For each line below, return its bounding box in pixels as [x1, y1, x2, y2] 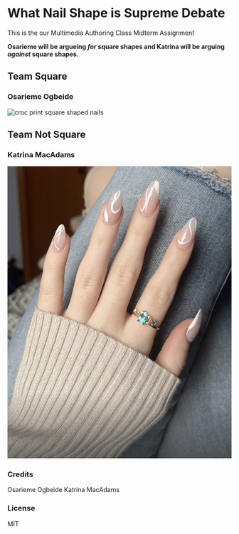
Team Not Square [7, 129, 86, 141]
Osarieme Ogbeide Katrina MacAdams [7, 486, 119, 494]
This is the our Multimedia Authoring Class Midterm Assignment [7, 28, 195, 37]
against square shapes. [7, 50, 80, 58]
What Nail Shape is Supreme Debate [7, 5, 225, 21]
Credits [7, 469, 33, 479]
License [7, 503, 36, 513]
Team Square [7, 70, 68, 82]
